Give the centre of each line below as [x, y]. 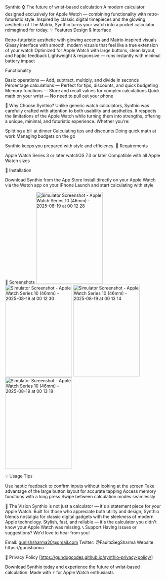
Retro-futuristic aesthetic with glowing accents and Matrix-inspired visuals [81, 40]
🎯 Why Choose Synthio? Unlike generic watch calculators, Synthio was [77, 105]
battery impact [20, 61]
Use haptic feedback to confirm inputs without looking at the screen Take [80, 486]
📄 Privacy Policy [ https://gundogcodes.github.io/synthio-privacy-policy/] [79, 557]
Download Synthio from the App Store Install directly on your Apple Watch [81, 180]
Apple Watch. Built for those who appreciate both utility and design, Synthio [82, 511]
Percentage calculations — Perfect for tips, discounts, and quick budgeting [82, 85]
